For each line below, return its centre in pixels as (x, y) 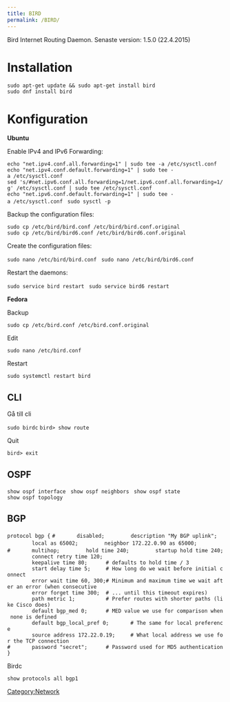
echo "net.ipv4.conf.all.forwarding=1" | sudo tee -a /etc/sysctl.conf (112, 164)
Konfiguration (48, 119)
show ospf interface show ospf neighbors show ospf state (94, 492)
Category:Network (33, 691)
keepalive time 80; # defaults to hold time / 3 (111, 563)
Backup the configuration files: (51, 214)
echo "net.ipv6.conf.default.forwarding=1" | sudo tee (87, 194)
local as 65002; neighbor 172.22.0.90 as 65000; (115, 543)
